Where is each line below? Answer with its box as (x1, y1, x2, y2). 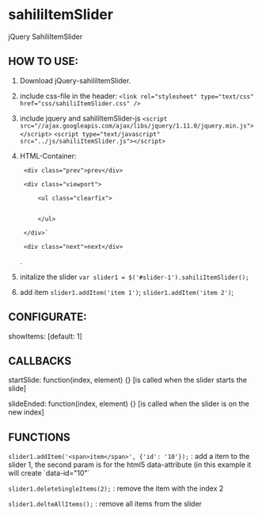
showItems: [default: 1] (8, 331, 83, 341)
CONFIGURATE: (8, 311, 87, 324)
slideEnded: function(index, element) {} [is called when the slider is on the (8, 399, 249, 409)
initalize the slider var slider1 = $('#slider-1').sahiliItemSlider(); (19, 272, 249, 281)
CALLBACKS (8, 354, 72, 368)
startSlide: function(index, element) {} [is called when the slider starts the (8, 375, 248, 385)
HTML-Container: (19, 151, 77, 160)
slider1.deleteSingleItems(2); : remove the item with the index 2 (8, 484, 224, 493)
